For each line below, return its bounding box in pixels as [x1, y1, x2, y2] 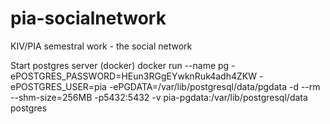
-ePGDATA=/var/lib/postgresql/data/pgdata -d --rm [108, 80, 321, 92]
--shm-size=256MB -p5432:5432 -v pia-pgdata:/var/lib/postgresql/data [10, 91, 308, 103]
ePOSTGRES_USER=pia [10, 80, 107, 92]
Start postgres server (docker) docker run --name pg [10, 59, 230, 71]
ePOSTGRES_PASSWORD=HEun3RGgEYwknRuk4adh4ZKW [10, 70, 257, 82]
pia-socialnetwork [10, 7, 167, 30]
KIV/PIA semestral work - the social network [10, 40, 193, 52]
